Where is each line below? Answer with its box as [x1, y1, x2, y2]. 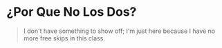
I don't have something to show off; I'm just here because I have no [23, 27, 216, 35]
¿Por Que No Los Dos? [6, 4, 137, 20]
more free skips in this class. [23, 34, 105, 42]
